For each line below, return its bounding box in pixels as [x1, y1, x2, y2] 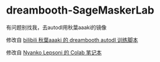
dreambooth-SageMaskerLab [6, 4, 155, 17]
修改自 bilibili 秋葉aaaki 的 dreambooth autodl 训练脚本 [6, 36, 138, 43]
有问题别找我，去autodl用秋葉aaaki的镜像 [6, 24, 107, 31]
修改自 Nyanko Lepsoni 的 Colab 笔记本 [6, 48, 102, 56]
